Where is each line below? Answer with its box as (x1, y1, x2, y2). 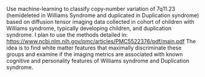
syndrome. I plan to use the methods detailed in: (6, 31, 129, 38)
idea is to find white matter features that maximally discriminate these (6, 44, 182, 51)
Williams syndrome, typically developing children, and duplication (6, 24, 172, 32)
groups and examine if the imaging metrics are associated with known (6, 51, 183, 57)
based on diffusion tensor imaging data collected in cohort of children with (6, 18, 195, 25)
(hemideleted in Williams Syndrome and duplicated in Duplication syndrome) (6, 12, 199, 19)
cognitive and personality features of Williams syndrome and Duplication (6, 57, 190, 64)
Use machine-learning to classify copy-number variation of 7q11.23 (6, 5, 176, 12)
